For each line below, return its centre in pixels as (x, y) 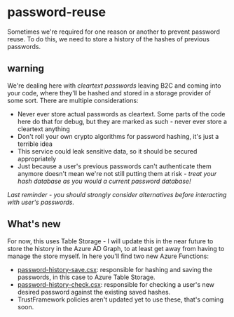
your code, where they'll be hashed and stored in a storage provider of (109, 93)
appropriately (37, 158)
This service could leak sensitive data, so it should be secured (107, 151)
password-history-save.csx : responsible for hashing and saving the (115, 269)
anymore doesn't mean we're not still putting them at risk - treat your (117, 173)
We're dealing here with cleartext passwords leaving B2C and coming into (114, 86)
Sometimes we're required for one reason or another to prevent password (114, 32)
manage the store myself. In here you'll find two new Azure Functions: (108, 256)
